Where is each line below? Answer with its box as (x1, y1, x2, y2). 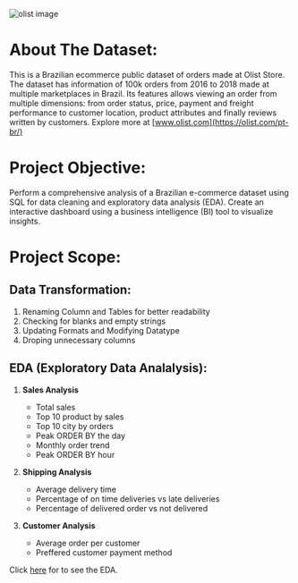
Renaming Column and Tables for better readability (21, 306, 210, 317)
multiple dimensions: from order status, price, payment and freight (9, 97, 254, 108)
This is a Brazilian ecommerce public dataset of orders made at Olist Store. (9, 69, 285, 80)
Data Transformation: (9, 283, 132, 298)
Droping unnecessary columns (21, 334, 136, 345)
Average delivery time (35, 484, 116, 494)
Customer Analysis (21, 520, 96, 531)
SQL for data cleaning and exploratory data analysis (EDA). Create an (9, 197, 264, 207)
